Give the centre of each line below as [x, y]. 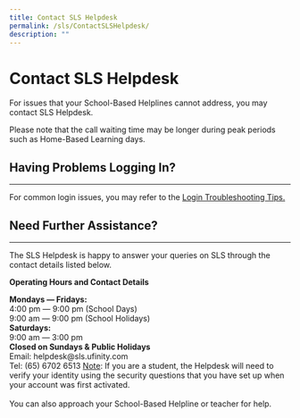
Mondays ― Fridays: [48, 299]
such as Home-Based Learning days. [77, 139]
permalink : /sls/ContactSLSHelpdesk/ [79, 26]
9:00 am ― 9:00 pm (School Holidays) [80, 318]
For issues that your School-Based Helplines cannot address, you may [138, 103]
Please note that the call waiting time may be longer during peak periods [143, 130]
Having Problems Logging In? [92, 167]
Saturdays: [30, 328]
